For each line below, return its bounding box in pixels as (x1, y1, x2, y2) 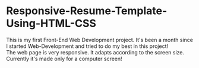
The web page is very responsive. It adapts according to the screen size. (6, 48, 185, 56)
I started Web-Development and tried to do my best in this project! (6, 43, 168, 50)
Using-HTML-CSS (6, 17, 97, 30)
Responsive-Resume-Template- (6, 4, 168, 18)
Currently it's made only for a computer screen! (6, 55, 123, 62)
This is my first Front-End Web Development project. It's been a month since (6, 36, 193, 43)
